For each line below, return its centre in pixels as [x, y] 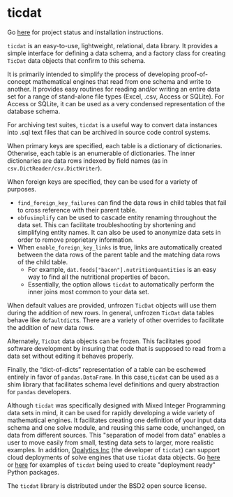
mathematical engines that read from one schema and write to [122, 81]
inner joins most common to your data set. [89, 291]
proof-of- [195, 74]
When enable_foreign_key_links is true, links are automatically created [120, 247]
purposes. [22, 189]
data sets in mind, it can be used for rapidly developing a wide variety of [111, 412]
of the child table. [43, 262]
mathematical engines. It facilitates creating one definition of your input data [117, 420]
